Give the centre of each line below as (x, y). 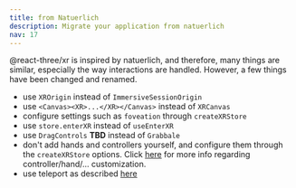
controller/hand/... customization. (84, 164)
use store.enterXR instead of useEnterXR (98, 126)
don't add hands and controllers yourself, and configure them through (153, 145)
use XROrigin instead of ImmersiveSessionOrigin (112, 97)
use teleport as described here (80, 174)
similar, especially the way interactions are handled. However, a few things (148, 70)
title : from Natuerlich (54, 18)
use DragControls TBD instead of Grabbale (101, 136)
